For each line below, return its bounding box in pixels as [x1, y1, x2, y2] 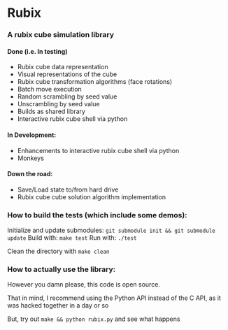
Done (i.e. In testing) [7, 47, 68, 55]
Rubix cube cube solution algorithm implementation [17, 192, 166, 201]
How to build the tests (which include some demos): [7, 210, 187, 220]
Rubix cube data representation [17, 63, 108, 71]
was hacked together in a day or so [7, 301, 109, 310]
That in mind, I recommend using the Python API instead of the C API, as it [7, 294, 222, 302]
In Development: [7, 131, 57, 139]
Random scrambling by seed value [17, 92, 117, 101]
